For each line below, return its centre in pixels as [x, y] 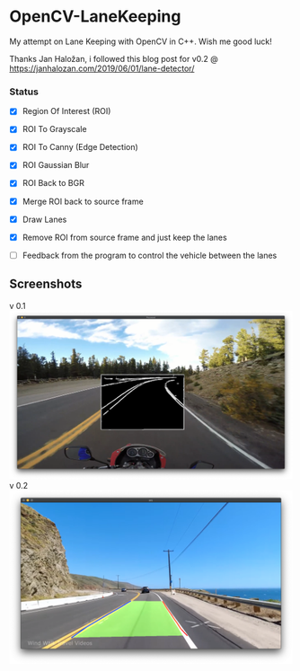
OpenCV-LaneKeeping [95, 17]
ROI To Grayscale [54, 129]
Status [24, 92]
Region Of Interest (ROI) [66, 111]
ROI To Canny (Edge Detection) [80, 147]
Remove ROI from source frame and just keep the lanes [124, 237]
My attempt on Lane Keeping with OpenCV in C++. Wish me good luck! [141, 41]
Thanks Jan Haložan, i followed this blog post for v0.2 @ [114, 58]
